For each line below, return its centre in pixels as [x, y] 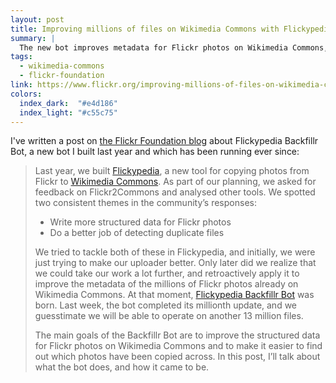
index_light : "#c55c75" [68, 112]
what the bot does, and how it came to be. [122, 367]
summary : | [33, 38]
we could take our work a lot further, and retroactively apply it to [167, 273]
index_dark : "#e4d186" [68, 103]
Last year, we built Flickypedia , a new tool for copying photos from [172, 171]
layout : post [37, 19]
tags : [21, 57]
